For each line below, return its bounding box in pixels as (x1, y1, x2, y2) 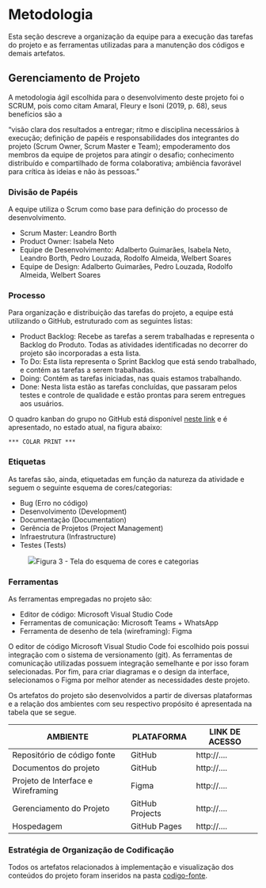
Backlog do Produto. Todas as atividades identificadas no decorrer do (19, 340, 248, 350)
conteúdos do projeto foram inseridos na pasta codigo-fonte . (8, 871, 208, 880)
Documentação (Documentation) (19, 514, 127, 524)
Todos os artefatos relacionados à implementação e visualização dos (8, 863, 234, 872)
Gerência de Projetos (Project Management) (19, 523, 164, 533)
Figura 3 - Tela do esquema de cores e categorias (36, 556, 199, 566)
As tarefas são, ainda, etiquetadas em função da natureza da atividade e (8, 474, 245, 484)
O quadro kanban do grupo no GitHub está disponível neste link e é (8, 414, 228, 424)
